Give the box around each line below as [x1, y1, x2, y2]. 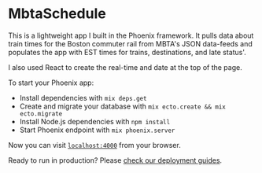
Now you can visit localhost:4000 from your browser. [8, 140, 181, 149]
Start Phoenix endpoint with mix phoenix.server [19, 125, 175, 134]
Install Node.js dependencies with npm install [19, 116, 171, 126]
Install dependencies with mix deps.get [19, 93, 147, 102]
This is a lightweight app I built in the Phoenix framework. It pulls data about [8, 31, 254, 40]
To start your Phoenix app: [8, 78, 94, 87]
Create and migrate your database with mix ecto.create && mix [19, 101, 226, 111]
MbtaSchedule [8, 5, 106, 23]
